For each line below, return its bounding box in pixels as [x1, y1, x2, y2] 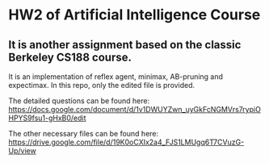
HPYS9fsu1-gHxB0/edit [8, 113, 86, 123]
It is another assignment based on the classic [8, 38, 242, 52]
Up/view [8, 146, 36, 155]
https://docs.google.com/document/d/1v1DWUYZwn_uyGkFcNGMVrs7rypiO [8, 105, 261, 114]
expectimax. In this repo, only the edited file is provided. [8, 81, 195, 90]
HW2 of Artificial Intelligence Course [8, 6, 261, 24]
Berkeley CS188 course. [8, 50, 132, 64]
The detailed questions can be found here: [8, 96, 150, 106]
